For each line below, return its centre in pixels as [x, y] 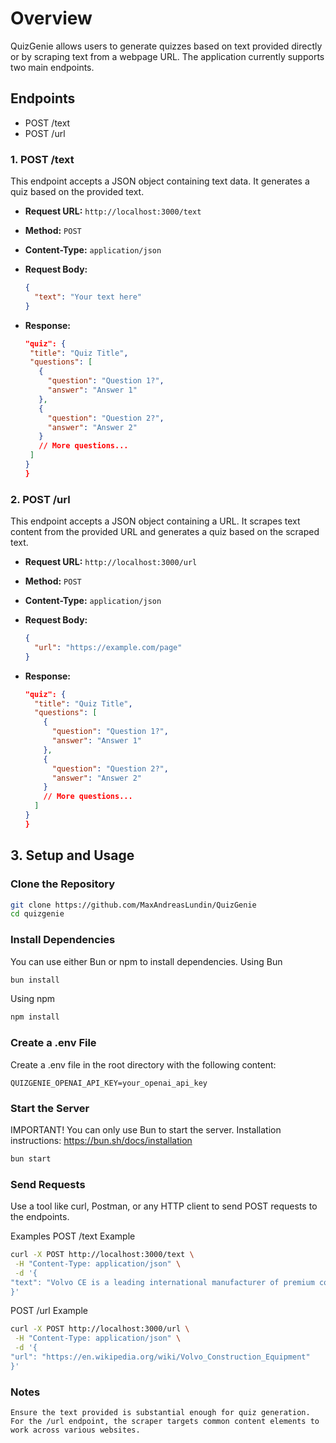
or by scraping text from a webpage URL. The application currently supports [167, 56]
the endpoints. [40, 1217]
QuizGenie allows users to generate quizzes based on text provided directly [166, 46]
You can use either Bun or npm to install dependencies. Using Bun [146, 961]
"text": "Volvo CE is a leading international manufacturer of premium [162, 1282]
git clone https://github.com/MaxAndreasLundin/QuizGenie [133, 905]
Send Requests [48, 1184]
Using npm [33, 999]
